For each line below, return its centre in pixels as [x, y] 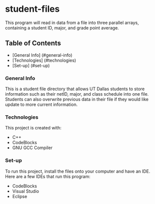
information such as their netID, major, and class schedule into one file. [77, 94]
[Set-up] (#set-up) [31, 65]
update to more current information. [41, 104]
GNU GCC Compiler [32, 148]
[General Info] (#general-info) [42, 55]
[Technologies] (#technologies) [44, 60]
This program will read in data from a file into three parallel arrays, [72, 23]
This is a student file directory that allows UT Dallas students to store [75, 89]
